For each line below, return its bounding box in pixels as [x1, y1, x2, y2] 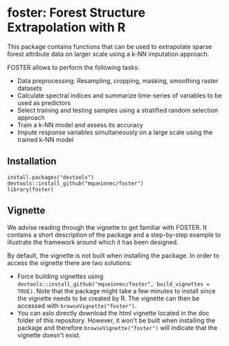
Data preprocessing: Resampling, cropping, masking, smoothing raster [17, 76, 219, 84]
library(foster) [7, 185, 54, 193]
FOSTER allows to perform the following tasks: [7, 63, 140, 71]
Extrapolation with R [7, 19, 126, 35]
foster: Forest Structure [7, 5, 146, 21]
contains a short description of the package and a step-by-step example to [7, 230, 221, 239]
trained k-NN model [17, 135, 74, 143]
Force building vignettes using [17, 272, 104, 280]
